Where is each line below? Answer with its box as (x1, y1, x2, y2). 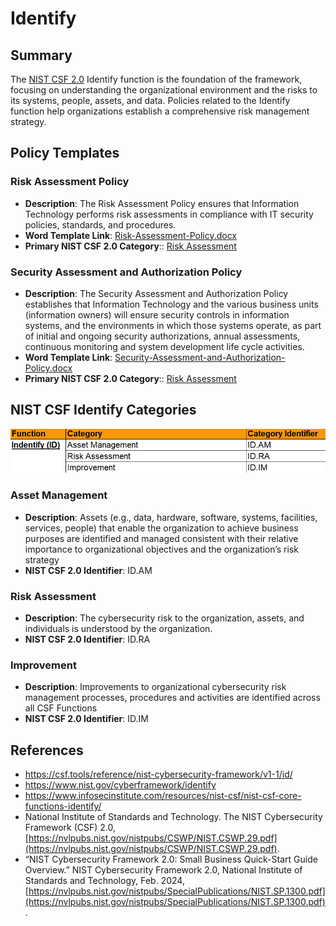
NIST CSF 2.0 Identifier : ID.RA (24, 633, 151, 645)
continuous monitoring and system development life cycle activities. (24, 340, 305, 352)
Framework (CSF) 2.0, (24, 822, 117, 834)
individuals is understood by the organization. (24, 622, 213, 634)
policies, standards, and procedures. (24, 218, 177, 231)
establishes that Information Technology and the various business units (24, 298, 319, 310)
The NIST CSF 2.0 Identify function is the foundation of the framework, (10, 73, 303, 85)
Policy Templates (10, 145, 120, 162)
